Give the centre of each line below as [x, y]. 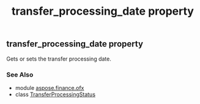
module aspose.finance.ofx [50, 87]
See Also [20, 75]
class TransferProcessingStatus [55, 94]
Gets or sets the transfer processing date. [59, 59]
